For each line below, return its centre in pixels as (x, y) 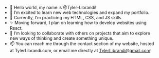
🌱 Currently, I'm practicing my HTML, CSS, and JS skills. (66, 17)
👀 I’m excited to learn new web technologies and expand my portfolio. (79, 12)
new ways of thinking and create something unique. (62, 38)
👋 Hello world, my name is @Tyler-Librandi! (53, 7)
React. (16, 28)
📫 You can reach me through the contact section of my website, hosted (82, 44)
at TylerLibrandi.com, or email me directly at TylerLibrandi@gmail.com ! (80, 51)
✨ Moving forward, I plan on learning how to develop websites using (78, 23)
